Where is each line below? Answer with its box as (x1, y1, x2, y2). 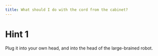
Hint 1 (5, 28, 29, 40)
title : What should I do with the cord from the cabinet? (5, 7, 128, 12)
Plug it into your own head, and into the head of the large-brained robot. (5, 45, 153, 51)
